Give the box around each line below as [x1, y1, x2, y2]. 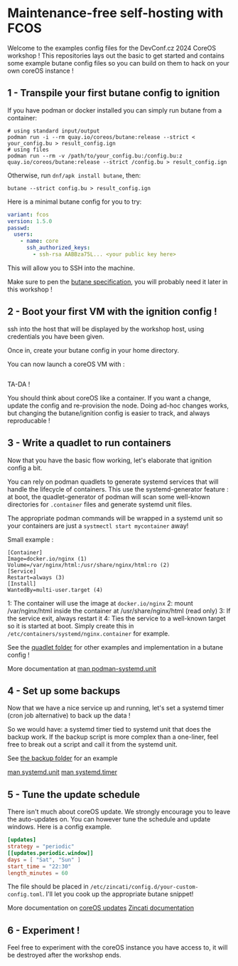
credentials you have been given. [7, 332, 104, 341]
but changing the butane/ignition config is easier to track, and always [7, 408, 210, 417]
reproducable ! [7, 416, 51, 425]
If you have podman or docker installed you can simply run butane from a [7, 105, 222, 115]
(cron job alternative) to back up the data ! [7, 711, 131, 720]
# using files [7, 146, 50, 153]
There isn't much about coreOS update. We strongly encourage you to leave [7, 807, 231, 816]
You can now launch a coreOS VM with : [7, 360, 126, 368]
